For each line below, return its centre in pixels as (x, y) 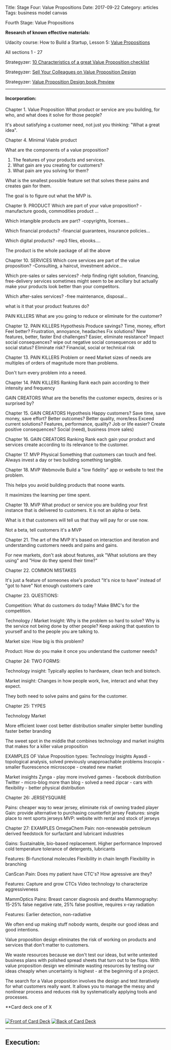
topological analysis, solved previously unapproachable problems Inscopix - (85, 762)
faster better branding (28, 731)
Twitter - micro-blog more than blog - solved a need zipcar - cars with (79, 782)
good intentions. (22, 930)
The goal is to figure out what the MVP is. (49, 196)
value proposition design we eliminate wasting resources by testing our (80, 966)
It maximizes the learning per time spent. (48, 495)
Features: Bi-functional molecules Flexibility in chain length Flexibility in (80, 859)
